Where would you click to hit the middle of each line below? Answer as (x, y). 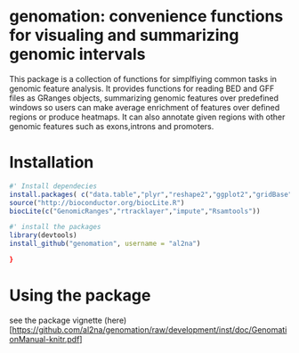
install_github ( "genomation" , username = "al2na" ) (105, 244)
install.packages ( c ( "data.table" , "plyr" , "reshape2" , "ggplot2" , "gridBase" (151, 194)
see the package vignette (56, 320)
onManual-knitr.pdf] (46, 339)
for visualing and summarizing (124, 35)
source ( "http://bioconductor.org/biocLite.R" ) (97, 202)
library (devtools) (43, 235)
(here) (115, 320)
